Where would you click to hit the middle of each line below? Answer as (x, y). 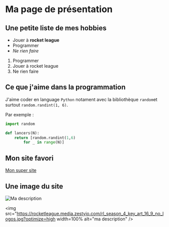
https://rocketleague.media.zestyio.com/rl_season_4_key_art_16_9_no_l (90, 213)
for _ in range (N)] (44, 143)
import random (20, 124)
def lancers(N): (22, 133)
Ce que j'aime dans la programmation (65, 87)
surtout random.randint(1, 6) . (37, 105)
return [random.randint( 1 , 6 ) (45, 138)
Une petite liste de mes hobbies (56, 28)
